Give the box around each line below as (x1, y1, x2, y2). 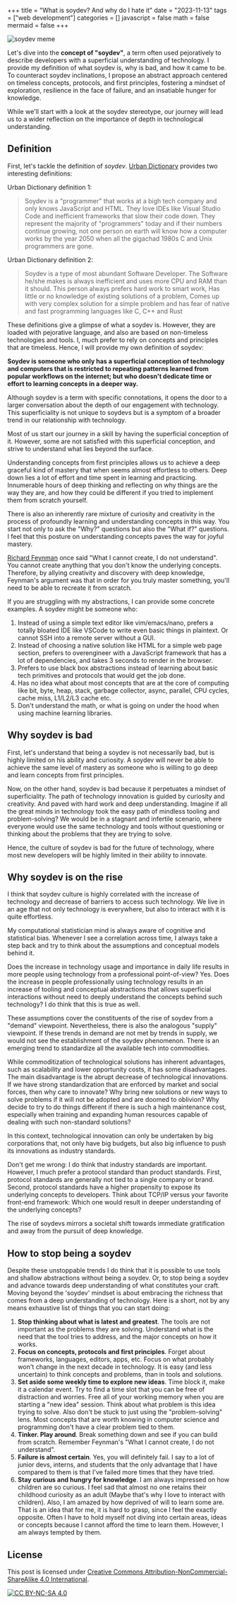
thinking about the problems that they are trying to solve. (7, 829, 173, 838)
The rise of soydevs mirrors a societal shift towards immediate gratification (7, 1219, 225, 1228)
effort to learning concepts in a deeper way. (7, 379, 139, 388)
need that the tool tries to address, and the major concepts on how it (17, 1333, 217, 1341)
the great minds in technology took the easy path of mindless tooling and (7, 807, 220, 815)
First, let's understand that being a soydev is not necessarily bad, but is (7, 748, 215, 756)
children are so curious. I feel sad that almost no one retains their (17, 1483, 207, 1491)
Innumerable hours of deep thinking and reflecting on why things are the (7, 481, 218, 489)
